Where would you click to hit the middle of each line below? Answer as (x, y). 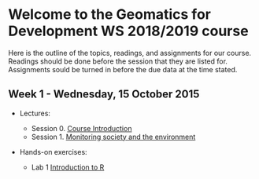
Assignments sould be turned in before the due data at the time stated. (123, 69)
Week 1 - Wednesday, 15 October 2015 (104, 95)
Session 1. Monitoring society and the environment (113, 137)
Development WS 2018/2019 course (129, 31)
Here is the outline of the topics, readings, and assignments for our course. (130, 53)
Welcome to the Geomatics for (109, 15)
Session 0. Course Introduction (81, 128)
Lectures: (35, 113)
